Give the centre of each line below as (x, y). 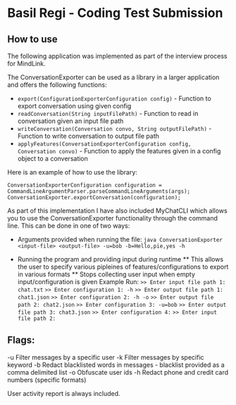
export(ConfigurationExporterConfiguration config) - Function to (114, 98)
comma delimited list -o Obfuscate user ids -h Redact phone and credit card (118, 372)
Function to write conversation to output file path (88, 136)
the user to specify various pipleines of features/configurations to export (123, 267)
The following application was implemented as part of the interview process (117, 56)
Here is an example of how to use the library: (72, 172)
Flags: (21, 340)
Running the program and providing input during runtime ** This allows (120, 259)
